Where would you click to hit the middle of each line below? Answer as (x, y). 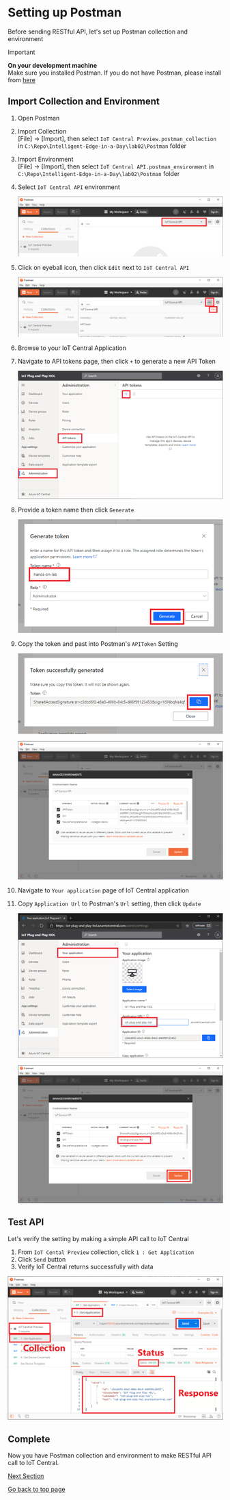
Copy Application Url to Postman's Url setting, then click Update (109, 903)
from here (22, 79)
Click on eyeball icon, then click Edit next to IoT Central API (103, 267)
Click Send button (42, 1259)
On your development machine (53, 65)
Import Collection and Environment (84, 102)
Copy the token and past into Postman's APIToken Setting (98, 644)
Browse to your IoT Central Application (72, 348)
